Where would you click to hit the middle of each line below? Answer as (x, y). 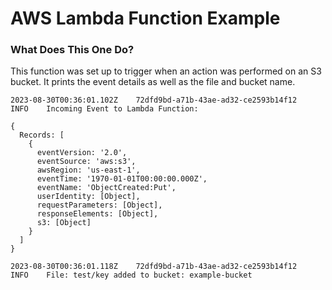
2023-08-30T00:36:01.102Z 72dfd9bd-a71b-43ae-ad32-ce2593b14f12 (154, 100)
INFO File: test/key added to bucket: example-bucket (131, 275)
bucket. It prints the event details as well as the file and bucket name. (153, 82)
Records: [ (42, 135)
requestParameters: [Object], (99, 205)
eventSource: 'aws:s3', (86, 162)
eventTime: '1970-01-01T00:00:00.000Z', (122, 179)
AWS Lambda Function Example (145, 18)
